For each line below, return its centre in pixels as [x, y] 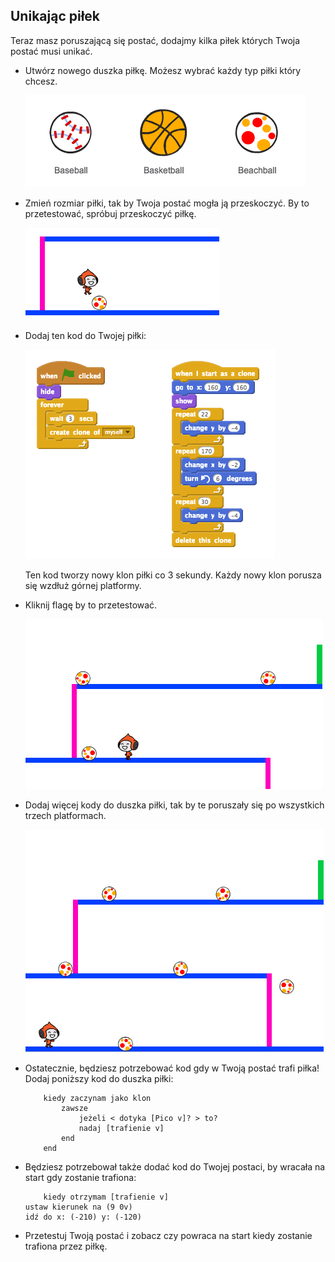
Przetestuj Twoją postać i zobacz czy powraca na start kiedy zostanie [168, 1235]
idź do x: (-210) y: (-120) [83, 1217]
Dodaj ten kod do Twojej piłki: [85, 335]
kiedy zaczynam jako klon [97, 1098]
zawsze [75, 1108]
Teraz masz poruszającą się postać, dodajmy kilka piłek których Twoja [155, 40]
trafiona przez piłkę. [66, 1246]
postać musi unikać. [51, 51]
